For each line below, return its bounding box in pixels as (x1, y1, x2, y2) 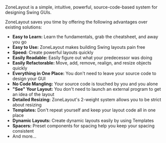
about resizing (12, 102, 42, 107)
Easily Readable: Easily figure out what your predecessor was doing (12, 55, 153, 61)
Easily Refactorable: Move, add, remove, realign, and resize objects (12, 60, 152, 66)
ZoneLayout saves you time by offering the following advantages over (5, 19, 148, 25)
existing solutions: (5, 24, 42, 30)
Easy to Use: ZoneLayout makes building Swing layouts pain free (12, 44, 145, 50)
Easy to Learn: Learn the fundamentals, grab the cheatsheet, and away (12, 34, 159, 39)
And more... (12, 133, 37, 139)
